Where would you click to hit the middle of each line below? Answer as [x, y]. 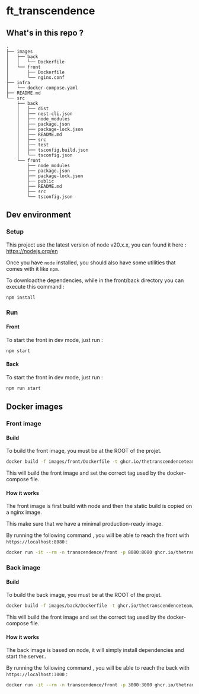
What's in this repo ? [45, 33]
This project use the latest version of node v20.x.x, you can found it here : [96, 245]
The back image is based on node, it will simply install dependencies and [95, 650]
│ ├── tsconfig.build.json [53, 150]
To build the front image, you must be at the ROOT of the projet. [84, 451]
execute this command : [36, 286]
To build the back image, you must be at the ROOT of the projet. [84, 595]
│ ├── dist [33, 108]
